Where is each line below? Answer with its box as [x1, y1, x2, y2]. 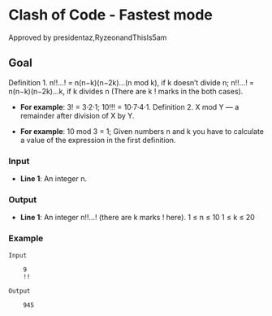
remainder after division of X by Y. [19, 110, 135, 120]
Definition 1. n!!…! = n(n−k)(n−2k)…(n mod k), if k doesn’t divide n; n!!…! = [8, 77, 254, 87]
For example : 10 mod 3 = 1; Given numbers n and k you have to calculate [19, 126, 265, 136]
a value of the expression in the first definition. [19, 135, 176, 145]
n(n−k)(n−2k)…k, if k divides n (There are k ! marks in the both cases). [8, 86, 244, 96]
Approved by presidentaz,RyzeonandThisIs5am [8, 32, 167, 42]
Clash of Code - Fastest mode [8, 6, 214, 24]
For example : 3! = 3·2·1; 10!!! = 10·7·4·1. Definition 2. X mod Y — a [19, 102, 240, 111]
